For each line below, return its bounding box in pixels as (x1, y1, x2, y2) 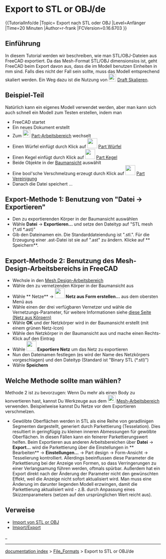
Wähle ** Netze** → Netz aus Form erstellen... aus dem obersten (12, 293, 158, 300)
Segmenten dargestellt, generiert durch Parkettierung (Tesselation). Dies (12, 423, 161, 429)
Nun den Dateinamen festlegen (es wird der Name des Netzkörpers (12, 352, 150, 358)
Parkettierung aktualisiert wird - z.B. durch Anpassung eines (12, 486, 135, 492)
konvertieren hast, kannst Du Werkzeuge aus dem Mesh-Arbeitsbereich (5, 398, 160, 404)
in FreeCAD (82, 264, 118, 273)
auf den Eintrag (23, 335, 55, 342)
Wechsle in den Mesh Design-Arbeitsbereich (12, 278, 104, 283)
